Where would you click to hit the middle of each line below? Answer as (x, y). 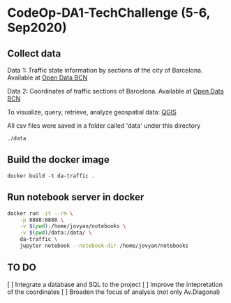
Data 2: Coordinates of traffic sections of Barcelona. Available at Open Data (116, 91)
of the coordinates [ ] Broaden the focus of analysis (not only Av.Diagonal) (114, 292)
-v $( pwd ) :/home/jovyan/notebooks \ (73, 226)
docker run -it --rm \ (40, 213)
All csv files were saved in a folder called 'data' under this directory (104, 126)
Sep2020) (37, 28)
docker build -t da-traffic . (51, 176)
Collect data (34, 53)
